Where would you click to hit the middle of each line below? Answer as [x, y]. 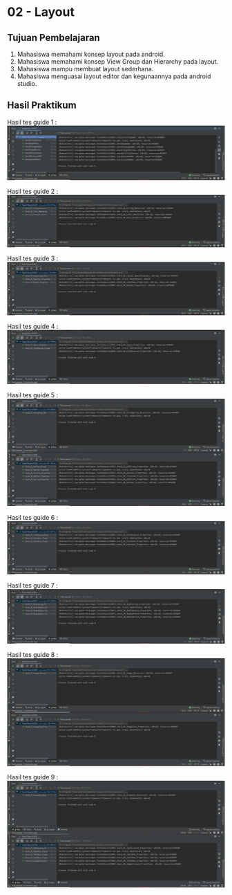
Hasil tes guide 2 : [33, 191]
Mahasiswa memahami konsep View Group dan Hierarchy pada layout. [118, 62]
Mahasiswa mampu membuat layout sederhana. [85, 69]
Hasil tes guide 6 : [33, 517]
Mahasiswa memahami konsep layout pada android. [91, 54]
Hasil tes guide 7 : [33, 586]
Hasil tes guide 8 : [33, 655]
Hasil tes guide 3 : [33, 259]
